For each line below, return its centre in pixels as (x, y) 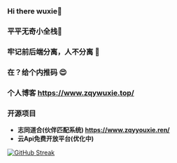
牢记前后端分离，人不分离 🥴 (54, 52)
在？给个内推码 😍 (37, 72)
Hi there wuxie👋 (35, 11)
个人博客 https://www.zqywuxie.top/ (71, 92)
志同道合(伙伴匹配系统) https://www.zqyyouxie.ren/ (93, 129)
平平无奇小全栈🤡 (35, 31)
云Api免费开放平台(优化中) (56, 139)
